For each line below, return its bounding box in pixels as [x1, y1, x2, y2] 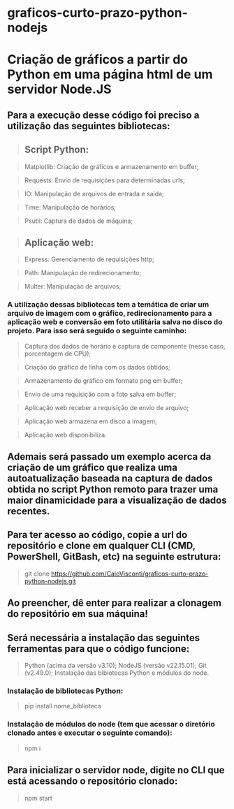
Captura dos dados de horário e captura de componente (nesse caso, [24, 342, 226, 350]
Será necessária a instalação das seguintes [7, 632, 200, 643]
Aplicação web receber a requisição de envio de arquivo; [24, 403, 189, 411]
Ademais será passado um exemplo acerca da [7, 451, 212, 462]
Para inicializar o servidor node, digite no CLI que [7, 764, 225, 776]
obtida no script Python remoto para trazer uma [7, 483, 219, 495]
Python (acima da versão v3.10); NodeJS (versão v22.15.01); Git [24, 662, 207, 670]
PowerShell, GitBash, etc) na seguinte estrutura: [7, 551, 221, 563]
